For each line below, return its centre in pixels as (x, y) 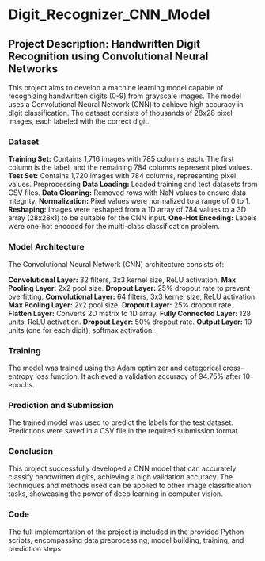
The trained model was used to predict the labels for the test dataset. (121, 422)
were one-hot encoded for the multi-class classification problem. (114, 227)
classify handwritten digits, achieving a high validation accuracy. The (121, 477)
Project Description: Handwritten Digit (104, 44)
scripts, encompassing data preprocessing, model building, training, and (126, 540)
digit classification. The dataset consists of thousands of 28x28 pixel (120, 113)
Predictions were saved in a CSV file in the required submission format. (124, 431)
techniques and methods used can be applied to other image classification (130, 486)
